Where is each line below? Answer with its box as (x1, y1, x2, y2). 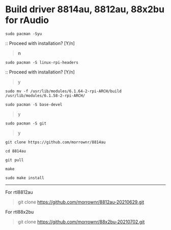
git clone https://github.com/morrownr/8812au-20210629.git (17, 199, 144, 205)
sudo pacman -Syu (5, 31, 42, 36)
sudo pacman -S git (5, 121, 47, 126)
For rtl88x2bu (5, 209, 34, 215)
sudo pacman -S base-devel (5, 102, 63, 107)
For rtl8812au (5, 189, 33, 195)
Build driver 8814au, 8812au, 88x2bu (5, 4, 164, 15)
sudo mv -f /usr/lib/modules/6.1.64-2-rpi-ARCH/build (5, 88, 122, 94)
